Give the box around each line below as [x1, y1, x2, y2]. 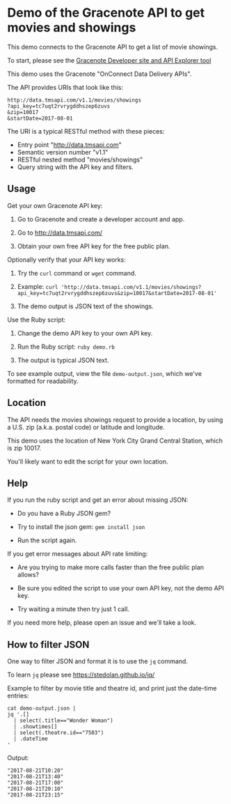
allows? [17, 571, 40, 579]
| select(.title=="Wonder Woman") [13, 717, 113, 725]
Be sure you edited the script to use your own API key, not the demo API [17, 584, 224, 592]
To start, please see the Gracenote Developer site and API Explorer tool [7, 56, 212, 64]
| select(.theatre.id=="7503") [13, 730, 104, 736]
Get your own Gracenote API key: [7, 201, 103, 210]
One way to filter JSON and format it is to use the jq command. [7, 657, 188, 665]
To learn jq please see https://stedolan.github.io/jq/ [7, 670, 155, 679]
